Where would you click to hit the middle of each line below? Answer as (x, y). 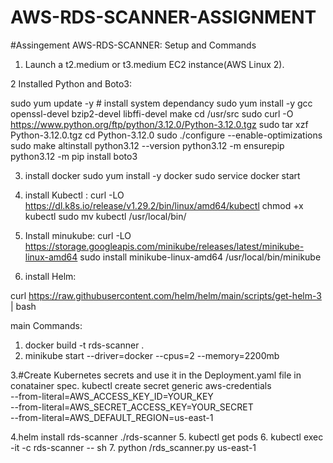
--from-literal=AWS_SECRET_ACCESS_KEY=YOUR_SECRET (132, 407)
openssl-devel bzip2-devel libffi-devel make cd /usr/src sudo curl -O (152, 113)
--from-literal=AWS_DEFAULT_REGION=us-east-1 (112, 417)
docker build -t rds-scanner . (84, 345)
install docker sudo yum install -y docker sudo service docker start (162, 175)
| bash (23, 306)
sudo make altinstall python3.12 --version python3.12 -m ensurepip (147, 145)
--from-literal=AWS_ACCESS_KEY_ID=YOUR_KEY (112, 396)
